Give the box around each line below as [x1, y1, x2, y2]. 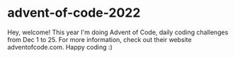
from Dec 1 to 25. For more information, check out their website [7, 35, 193, 43]
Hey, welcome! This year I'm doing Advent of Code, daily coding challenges [7, 28, 229, 36]
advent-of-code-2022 [7, 5, 141, 21]
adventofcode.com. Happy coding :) [7, 43, 113, 51]
